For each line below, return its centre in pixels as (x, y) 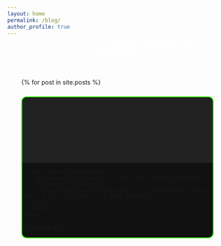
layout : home (26, 14)
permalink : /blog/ (34, 20)
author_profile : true (39, 27)
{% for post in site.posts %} (61, 82)
